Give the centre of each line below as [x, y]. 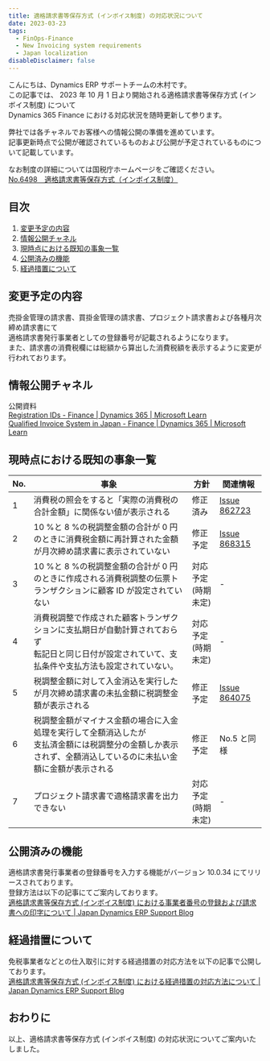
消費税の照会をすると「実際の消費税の [106, 500]
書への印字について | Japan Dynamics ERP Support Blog [101, 912]
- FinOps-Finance [45, 38]
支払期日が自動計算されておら [122, 630]
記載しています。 [50, 152]
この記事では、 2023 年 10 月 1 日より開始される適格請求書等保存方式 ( [125, 94]
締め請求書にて [33, 327]
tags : [17, 31]
